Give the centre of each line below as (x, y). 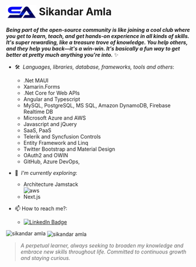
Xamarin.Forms (42, 86)
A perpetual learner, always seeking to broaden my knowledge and (102, 245)
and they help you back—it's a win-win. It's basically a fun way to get (93, 48)
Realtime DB (38, 111)
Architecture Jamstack (51, 184)
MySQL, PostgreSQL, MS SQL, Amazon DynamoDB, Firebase (97, 105)
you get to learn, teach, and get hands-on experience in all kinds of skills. (98, 36)
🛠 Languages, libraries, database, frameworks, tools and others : (94, 67)
